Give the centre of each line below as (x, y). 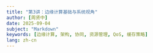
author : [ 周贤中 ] (27, 18)
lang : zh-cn (21, 40)
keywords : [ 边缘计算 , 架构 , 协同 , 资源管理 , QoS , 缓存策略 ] (77, 35)
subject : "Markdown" (33, 29)
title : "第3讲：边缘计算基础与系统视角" (52, 12)
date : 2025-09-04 (28, 23)
